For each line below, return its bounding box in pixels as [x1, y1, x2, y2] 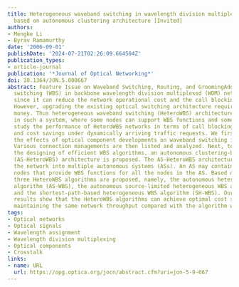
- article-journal [7, 63, 62, 71]
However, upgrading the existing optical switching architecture [14, 103, 212, 110]
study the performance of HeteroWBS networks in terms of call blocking [14, 122, 234, 130]
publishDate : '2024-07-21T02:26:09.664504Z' [7, 51, 142, 58]
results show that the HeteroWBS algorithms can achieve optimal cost [14, 196, 228, 203]
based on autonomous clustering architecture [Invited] [14, 17, 183, 24]
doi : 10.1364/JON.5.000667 [7, 76, 87, 84]
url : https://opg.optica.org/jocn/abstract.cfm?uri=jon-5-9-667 [14, 268, 208, 276]
